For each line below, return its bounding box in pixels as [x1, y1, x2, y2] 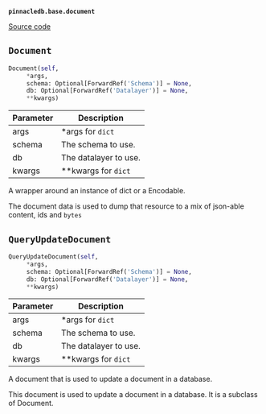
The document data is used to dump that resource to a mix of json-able [8, 201, 245, 211]
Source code [8, 22, 51, 31]
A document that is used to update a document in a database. [8, 375, 213, 384]
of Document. [8, 399, 54, 408]
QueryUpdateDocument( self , [8, 253, 99, 261]
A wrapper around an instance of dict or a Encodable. [8, 186, 186, 196]
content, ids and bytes [8, 210, 82, 220]
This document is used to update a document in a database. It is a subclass [8, 390, 259, 400]
